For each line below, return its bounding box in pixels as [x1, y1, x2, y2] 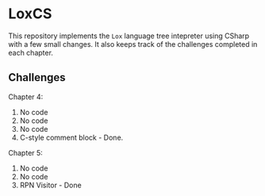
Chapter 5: [8, 148, 44, 157]
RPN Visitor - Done [19, 180, 82, 190]
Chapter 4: [8, 92, 44, 102]
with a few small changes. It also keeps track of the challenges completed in [8, 39, 258, 48]
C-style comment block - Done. [19, 133, 124, 142]
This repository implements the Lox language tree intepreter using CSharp [8, 31, 250, 40]
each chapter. [8, 48, 54, 57]
